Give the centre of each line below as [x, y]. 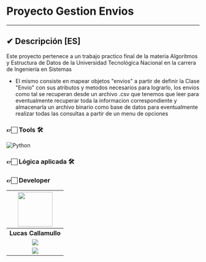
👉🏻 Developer [28, 180]
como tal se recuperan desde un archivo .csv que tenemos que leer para [107, 94]
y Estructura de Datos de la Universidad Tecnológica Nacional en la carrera [101, 62]
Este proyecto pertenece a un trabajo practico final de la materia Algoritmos [102, 56]
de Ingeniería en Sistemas [39, 69]
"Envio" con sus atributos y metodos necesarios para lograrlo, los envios [107, 88]
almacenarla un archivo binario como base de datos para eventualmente [106, 107]
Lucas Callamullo [35, 233]
